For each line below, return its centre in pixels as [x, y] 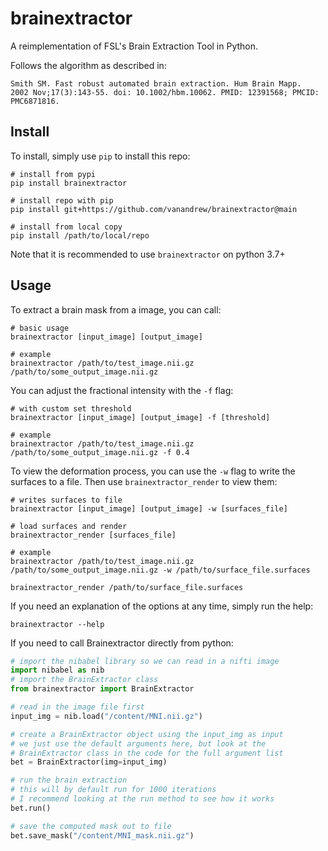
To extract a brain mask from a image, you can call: [116, 309]
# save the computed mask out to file [91, 826]
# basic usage [40, 328]
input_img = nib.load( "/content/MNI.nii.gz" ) [106, 716]
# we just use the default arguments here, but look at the [138, 743]
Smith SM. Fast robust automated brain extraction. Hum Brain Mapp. [156, 83]
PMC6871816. [35, 101]
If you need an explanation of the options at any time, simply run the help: [162, 606]
